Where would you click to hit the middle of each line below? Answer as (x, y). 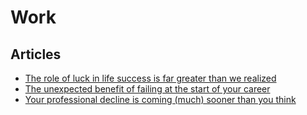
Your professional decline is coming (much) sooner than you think (160, 99)
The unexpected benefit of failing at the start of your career (147, 89)
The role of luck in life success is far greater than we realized (150, 78)
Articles (36, 54)
